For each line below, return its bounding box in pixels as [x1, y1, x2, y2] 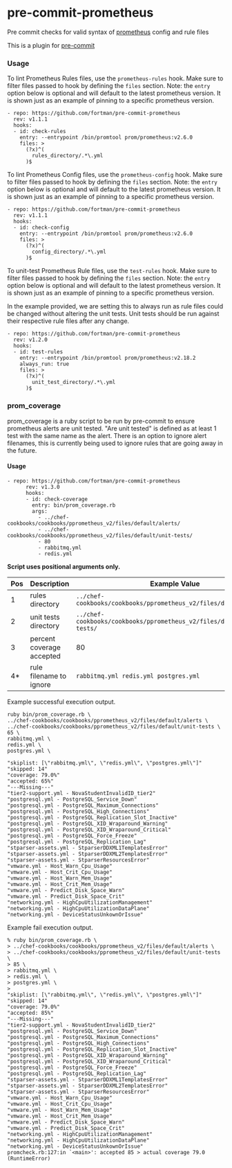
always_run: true [19, 360, 70, 368]
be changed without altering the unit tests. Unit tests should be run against [7, 310, 220, 318]
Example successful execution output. [7, 697, 116, 706]
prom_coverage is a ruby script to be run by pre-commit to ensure [7, 417, 195, 425]
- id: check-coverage [25, 496, 88, 503]
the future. [7, 446, 37, 455]
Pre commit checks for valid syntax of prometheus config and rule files [7, 28, 209, 36]
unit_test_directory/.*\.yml [32, 379, 116, 386]
